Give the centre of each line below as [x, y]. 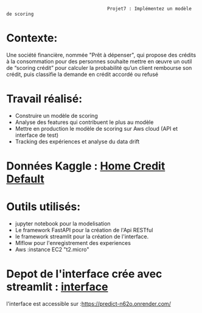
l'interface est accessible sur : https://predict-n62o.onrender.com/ [89, 303]
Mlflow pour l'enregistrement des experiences [73, 243]
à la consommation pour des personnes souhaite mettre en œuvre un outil [99, 61]
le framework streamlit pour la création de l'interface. [82, 236]
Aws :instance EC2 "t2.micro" [52, 249]
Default [25, 179]
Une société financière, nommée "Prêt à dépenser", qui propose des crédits [101, 55]
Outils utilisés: [44, 207]
